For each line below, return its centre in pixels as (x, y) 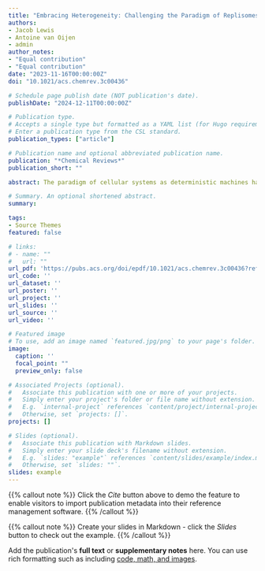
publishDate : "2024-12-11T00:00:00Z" (70, 103)
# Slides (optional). (44, 436)
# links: (22, 247)
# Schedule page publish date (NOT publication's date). (104, 95)
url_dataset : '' (35, 284)
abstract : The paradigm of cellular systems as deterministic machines (128, 182)
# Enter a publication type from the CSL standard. (95, 132)
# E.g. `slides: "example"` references (77, 458)
